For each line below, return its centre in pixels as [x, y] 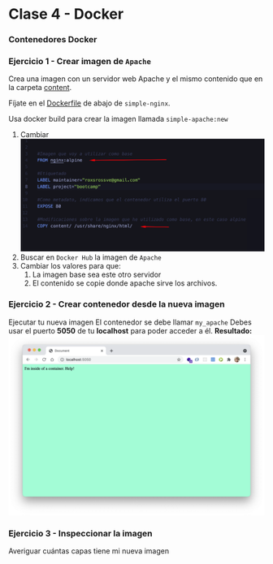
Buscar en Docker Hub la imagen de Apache [91, 257]
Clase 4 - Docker [66, 14]
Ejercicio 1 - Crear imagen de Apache [80, 62]
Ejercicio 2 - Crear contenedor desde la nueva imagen [117, 304]
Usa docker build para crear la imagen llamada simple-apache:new [118, 119]
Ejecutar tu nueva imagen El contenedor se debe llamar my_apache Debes [130, 322]
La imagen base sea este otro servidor [97, 275]
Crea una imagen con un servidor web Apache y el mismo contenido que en [136, 79]
